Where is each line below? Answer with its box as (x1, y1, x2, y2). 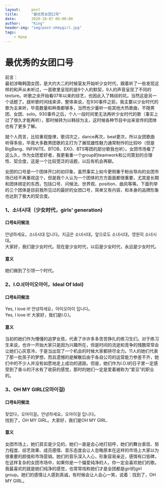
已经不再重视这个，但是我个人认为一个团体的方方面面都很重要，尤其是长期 (9, 174, 159, 180)
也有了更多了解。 (5, 123, 40, 129)
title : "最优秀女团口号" (5, 12, 61, 17)
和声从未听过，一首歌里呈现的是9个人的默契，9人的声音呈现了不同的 (13, 86, 152, 92)
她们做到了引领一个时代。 (5, 268, 57, 273)
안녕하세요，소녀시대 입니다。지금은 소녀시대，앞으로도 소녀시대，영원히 (5, 231, 144, 237)
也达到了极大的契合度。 (5, 193, 52, 199)
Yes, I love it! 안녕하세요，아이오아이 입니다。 (5, 306, 93, 312)
